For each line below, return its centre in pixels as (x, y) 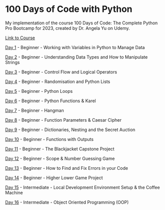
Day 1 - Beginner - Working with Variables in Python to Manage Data (75, 47)
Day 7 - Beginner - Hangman (35, 110)
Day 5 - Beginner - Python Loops (39, 91)
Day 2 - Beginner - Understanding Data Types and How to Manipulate (77, 57)
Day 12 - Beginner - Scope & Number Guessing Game (60, 158)
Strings (12, 62)
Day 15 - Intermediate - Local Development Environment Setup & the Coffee (82, 187)
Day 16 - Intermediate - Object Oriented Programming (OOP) (67, 202)
